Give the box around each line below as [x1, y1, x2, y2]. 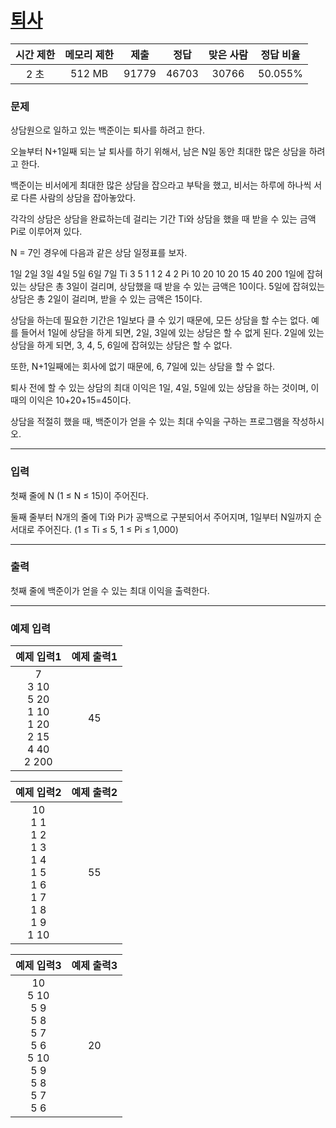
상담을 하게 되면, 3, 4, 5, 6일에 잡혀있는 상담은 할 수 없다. [10, 339, 233, 351]
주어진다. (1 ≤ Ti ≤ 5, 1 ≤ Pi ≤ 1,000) [36, 523, 179, 535]
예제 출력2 [71, 786, 118, 800]
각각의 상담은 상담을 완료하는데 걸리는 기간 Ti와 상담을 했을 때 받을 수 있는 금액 [10, 213, 317, 225]
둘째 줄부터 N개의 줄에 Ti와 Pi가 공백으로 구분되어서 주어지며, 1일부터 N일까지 [10, 511, 312, 523]
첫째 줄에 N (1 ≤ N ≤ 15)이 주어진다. [10, 489, 149, 501]
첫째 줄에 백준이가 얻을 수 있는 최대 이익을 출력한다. [10, 584, 210, 596]
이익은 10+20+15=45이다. [28, 394, 132, 406]
